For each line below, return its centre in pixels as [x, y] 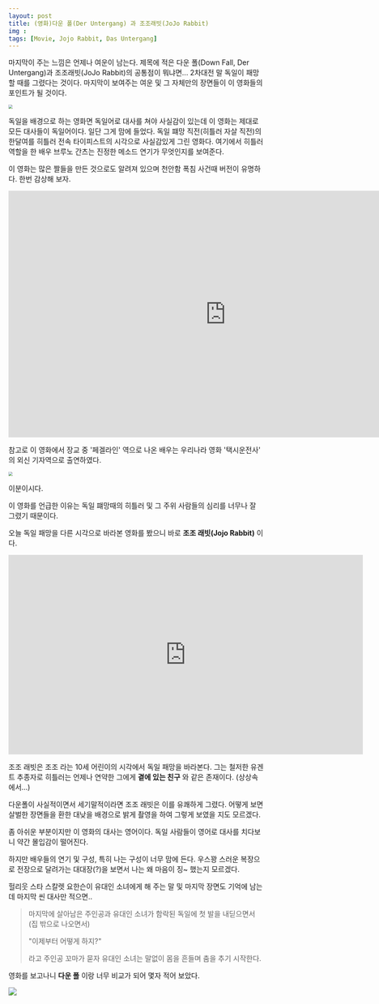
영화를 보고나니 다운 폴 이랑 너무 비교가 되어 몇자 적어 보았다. [104, 976]
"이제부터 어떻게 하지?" [65, 942]
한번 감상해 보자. [45, 179]
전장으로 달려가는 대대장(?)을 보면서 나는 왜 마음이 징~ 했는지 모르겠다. [128, 869]
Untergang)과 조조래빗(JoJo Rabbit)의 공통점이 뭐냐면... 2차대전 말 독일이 [126, 73]
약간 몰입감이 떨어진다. [53, 842]
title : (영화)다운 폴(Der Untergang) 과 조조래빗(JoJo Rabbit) [109, 23]
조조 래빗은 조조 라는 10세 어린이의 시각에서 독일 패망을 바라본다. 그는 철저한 [129, 767]
